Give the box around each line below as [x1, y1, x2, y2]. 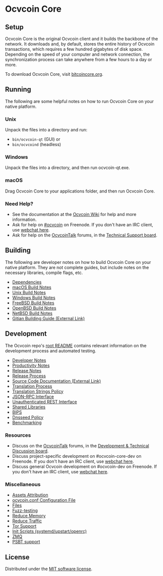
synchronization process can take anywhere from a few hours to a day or [5, 57, 152, 62]
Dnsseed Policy [12, 414, 44, 420]
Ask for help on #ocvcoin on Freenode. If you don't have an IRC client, [12, 222, 154, 228]
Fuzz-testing [12, 508, 38, 513]
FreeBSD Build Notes [12, 299, 55, 306]
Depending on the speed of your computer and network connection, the [5, 51, 150, 57]
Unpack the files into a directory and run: [5, 127, 88, 133]
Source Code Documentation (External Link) [12, 378, 101, 384]
